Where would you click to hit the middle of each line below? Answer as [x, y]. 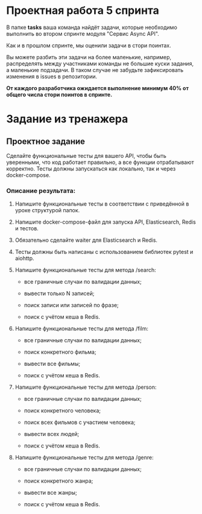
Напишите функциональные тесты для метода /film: [82, 329]
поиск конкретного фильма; [60, 352]
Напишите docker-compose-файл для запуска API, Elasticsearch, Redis [105, 222]
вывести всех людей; [52, 434]
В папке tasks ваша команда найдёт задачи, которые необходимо [92, 27]
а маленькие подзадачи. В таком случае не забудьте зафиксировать [95, 70]
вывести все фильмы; [52, 364]
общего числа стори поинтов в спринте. [59, 94]
